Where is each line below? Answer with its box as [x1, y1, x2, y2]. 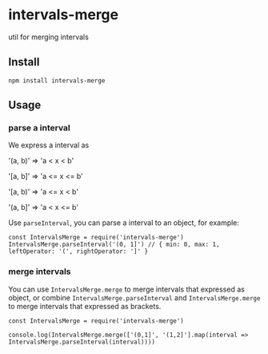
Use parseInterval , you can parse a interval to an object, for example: [8, 218, 240, 227]
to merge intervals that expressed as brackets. [8, 301, 162, 311]
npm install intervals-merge [8, 76, 106, 85]
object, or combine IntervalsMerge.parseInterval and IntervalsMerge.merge [8, 292, 261, 302]
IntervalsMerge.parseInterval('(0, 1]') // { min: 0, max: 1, [8, 240, 220, 249]
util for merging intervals [8, 32, 90, 42]
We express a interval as [8, 140, 90, 150]
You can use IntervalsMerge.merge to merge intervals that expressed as [8, 284, 246, 294]
